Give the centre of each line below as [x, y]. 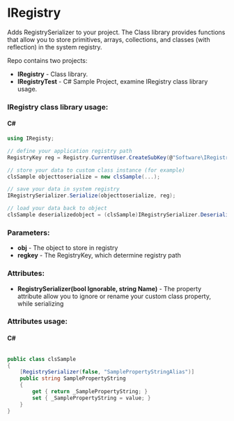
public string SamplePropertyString [73, 378]
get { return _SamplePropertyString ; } [90, 392]
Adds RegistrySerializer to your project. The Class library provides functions [116, 32]
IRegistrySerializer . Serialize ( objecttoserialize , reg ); [92, 196]
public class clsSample [42, 359]
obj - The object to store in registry [68, 248]
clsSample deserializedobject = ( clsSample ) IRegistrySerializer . [104, 215]
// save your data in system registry [63, 189]
